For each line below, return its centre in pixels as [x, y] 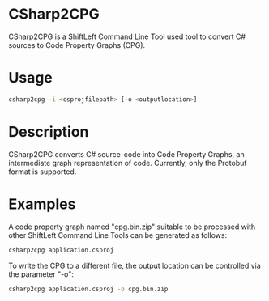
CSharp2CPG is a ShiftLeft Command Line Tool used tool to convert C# [127, 36]
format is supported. [43, 172]
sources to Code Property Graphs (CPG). [77, 45]
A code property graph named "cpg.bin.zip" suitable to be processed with [132, 227]
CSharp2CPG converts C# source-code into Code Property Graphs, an [126, 154]
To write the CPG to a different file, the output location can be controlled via [134, 265]
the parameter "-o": [41, 274]
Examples [42, 204]
